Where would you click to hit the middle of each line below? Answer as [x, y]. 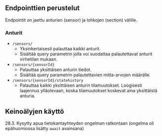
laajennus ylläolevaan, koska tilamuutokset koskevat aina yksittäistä [88, 91]
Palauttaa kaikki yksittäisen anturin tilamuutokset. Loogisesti [81, 85]
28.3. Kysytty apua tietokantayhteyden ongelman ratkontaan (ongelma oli [80, 123]
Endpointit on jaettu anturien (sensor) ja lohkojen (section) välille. [71, 20]
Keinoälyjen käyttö [35, 111]
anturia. [27, 96]
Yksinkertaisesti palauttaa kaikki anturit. [60, 49]
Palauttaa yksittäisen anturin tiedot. [56, 70]
